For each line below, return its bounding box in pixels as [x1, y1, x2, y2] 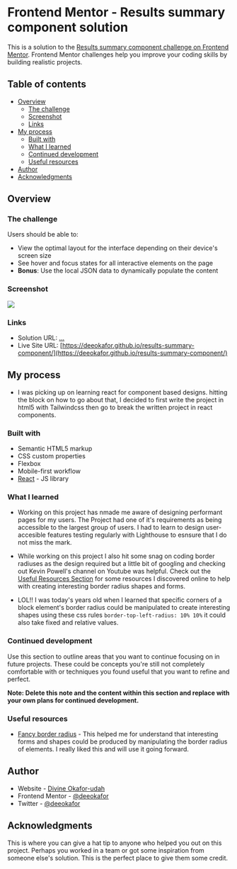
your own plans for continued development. [7, 695, 139, 705]
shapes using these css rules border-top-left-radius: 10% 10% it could [17, 610, 226, 620]
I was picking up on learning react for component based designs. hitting [17, 387, 228, 397]
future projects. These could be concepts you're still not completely [7, 659, 205, 668]
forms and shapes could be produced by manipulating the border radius [17, 737, 228, 746]
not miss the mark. [17, 538, 72, 547]
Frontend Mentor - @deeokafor [17, 791, 110, 800]
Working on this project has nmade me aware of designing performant [17, 508, 223, 517]
